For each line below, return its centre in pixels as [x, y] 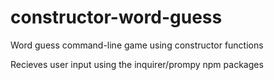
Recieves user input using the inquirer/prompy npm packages [137, 64]
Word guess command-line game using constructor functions [137, 45]
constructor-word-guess [116, 17]
